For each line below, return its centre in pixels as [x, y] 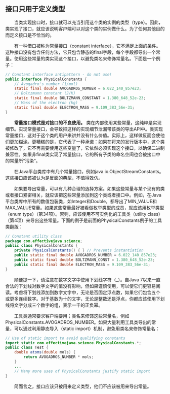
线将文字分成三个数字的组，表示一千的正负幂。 [54, 305]
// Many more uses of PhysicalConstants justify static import [82, 371]
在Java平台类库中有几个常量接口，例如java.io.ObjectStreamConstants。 [89, 171]
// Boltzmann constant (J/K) [45, 93]
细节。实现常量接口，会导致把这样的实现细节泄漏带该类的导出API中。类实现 [84, 129]
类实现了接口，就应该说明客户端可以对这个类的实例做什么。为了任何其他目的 [85, 28]
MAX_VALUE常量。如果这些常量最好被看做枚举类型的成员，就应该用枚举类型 [85, 208]
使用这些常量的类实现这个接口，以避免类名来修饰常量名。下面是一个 [85, 58]
